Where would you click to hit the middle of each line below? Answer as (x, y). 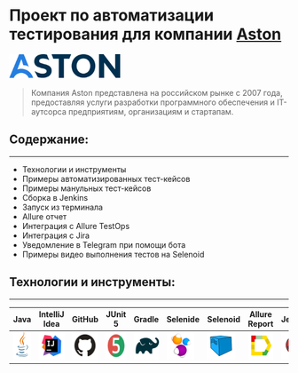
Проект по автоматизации (112, 16)
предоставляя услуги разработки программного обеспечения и (153, 102)
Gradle (146, 319)
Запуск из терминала (63, 207)
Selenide (183, 319)
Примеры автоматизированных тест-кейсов (106, 179)
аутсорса (48, 111)
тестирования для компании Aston (145, 34)
